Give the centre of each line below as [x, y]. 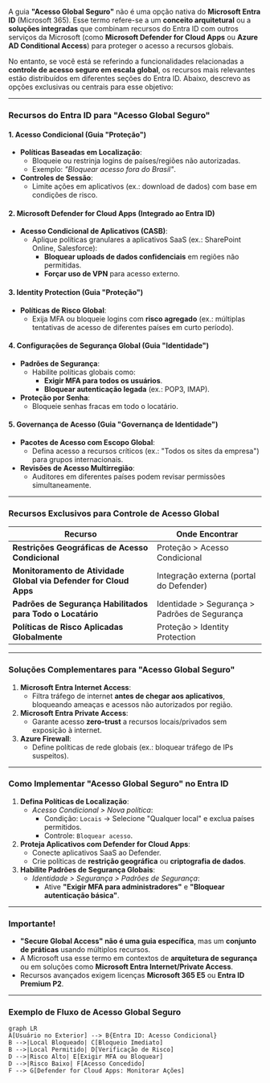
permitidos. [63, 827]
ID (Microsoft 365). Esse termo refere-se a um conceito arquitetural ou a [130, 20]
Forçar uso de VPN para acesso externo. [112, 274]
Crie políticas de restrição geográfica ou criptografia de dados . [139, 861]
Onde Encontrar [207, 534]
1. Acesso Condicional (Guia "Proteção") [78, 134]
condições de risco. [65, 195]
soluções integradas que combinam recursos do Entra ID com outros [123, 29]
